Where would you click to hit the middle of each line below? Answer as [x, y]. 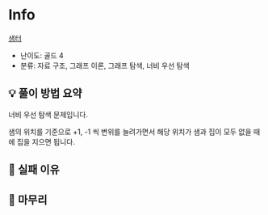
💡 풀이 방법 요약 [45, 93]
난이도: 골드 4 [42, 55]
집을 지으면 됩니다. [46, 141]
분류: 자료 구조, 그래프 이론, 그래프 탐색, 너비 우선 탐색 [105, 65]
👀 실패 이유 [34, 170]
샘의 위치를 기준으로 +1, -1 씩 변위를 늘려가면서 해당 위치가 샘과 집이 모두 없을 [130, 132]
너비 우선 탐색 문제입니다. [48, 114]
